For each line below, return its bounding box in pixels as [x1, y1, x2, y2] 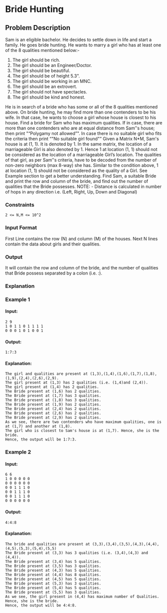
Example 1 [5, 296, 30, 303]
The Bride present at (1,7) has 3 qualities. [5, 393, 101, 398]
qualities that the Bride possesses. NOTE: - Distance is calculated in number [5, 183, 162, 189]
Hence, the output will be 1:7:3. [5, 437, 77, 442]
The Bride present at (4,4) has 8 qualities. [5, 572, 101, 577]
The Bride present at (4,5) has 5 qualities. [5, 576, 101, 581]
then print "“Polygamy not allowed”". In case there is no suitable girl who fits [5, 130, 162, 136]
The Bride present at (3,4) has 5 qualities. [5, 559, 101, 564]
